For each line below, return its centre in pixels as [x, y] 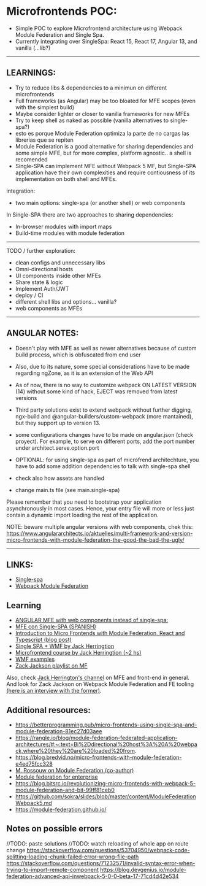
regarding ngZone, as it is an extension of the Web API [84, 373]
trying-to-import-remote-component [53, 869]
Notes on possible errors [55, 829]
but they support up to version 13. [58, 423]
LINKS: [20, 565]
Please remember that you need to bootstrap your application [84, 502]
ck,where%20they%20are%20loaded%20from [75, 751]
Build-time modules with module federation [70, 233]
